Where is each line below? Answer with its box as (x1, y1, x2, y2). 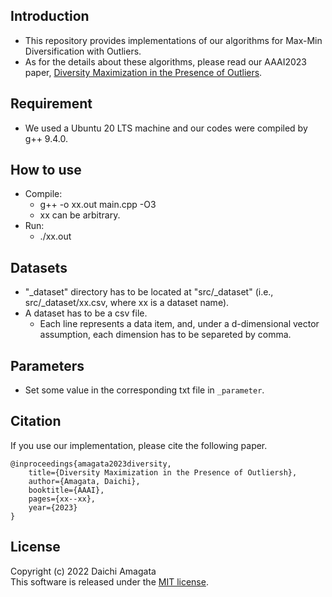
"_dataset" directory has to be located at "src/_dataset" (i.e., (24, 286, 274, 298)
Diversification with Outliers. (24, 45, 142, 57)
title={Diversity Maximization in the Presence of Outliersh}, (28, 467, 298, 478)
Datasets (10, 259, 68, 276)
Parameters (10, 357, 85, 374)
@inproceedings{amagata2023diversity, (10, 459, 172, 469)
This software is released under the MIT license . (10, 575, 209, 588)
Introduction (10, 8, 90, 25)
